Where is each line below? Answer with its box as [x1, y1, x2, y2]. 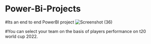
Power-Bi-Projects [5, 3, 81, 14]
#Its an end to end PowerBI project [5, 19, 75, 25]
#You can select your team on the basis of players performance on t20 [5, 28, 146, 34]
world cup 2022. [5, 33, 38, 39]
